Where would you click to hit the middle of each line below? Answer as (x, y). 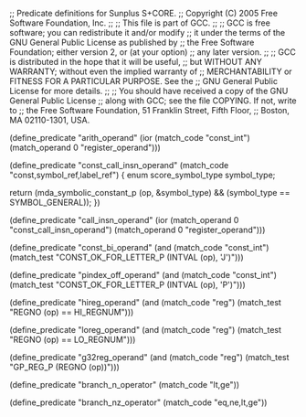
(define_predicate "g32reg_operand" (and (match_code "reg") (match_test (149, 357)
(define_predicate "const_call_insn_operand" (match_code (119, 165)
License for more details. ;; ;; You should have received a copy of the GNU (149, 91)
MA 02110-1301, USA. (50, 120)
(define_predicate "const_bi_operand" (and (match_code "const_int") (139, 247)
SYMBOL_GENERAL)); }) (55, 202)
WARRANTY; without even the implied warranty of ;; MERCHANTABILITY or (151, 71)
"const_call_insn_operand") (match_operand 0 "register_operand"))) (137, 230)
